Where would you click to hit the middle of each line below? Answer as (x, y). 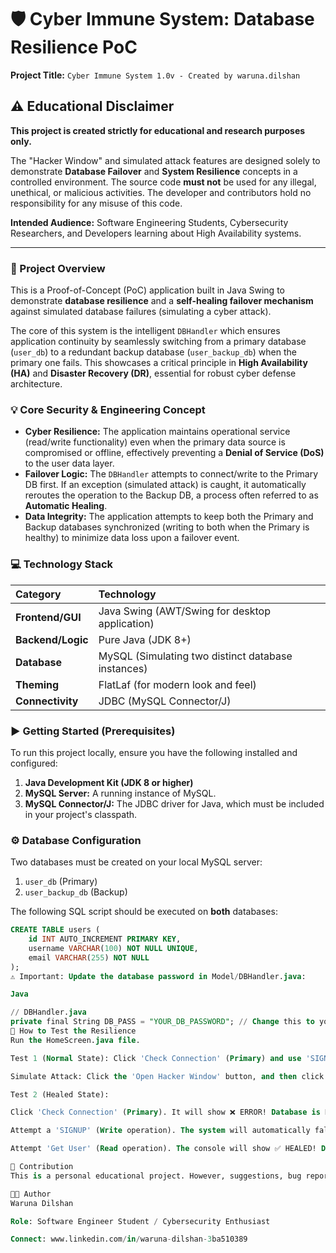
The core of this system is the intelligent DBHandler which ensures (145, 331)
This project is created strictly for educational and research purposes (158, 130)
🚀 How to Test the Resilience (73, 1031)
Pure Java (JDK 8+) (145, 639)
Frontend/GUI (48, 617)
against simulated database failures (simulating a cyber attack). (141, 312)
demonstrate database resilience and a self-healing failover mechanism (162, 301)
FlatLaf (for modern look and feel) (177, 684)
